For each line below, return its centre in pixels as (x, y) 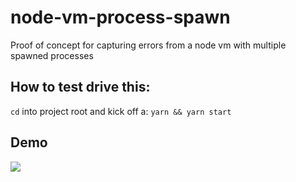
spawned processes (52, 55)
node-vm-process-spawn (120, 17)
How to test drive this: (80, 87)
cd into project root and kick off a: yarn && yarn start (121, 111)
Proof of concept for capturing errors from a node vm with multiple (148, 45)
